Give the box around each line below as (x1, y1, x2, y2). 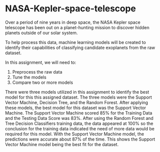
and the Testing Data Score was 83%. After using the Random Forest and (5, 115, 154, 121)
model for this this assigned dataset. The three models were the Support (5, 94, 152, 100)
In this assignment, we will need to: (5, 59, 76, 65)
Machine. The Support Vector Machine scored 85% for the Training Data (5, 110, 153, 116)
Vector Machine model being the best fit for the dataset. (5, 141, 119, 147)
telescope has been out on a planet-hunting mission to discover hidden (5, 24, 150, 30)
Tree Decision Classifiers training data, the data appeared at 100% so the (5, 120, 154, 126)
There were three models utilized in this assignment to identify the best (5, 89, 149, 95)
